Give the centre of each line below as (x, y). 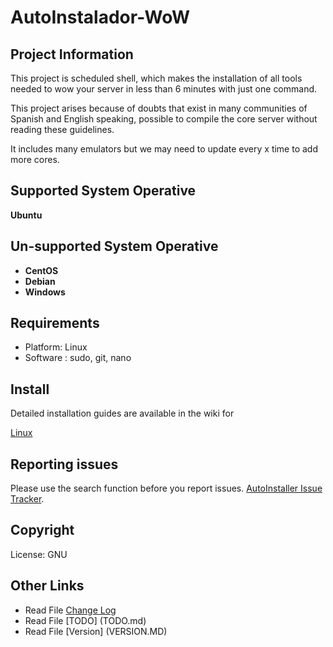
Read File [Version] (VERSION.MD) (96, 631)
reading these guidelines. (62, 129)
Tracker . (27, 499)
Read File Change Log (70, 610)
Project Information (72, 54)
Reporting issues (64, 464)
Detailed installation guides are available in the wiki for (122, 413)
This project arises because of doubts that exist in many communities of (159, 108)
